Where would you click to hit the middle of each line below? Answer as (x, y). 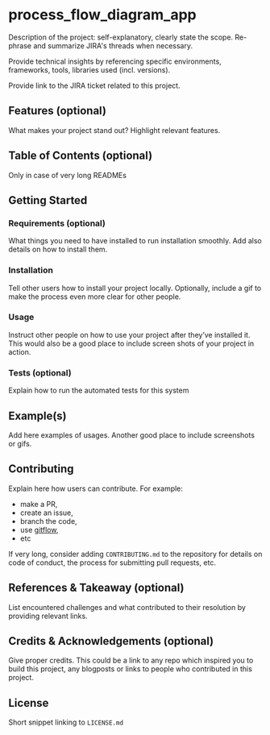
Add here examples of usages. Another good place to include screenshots (132, 435)
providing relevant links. (48, 616)
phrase (20, 45)
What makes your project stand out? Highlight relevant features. (114, 130)
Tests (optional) (40, 372)
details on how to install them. (58, 249)
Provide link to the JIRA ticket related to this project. (94, 85)
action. (20, 351)
